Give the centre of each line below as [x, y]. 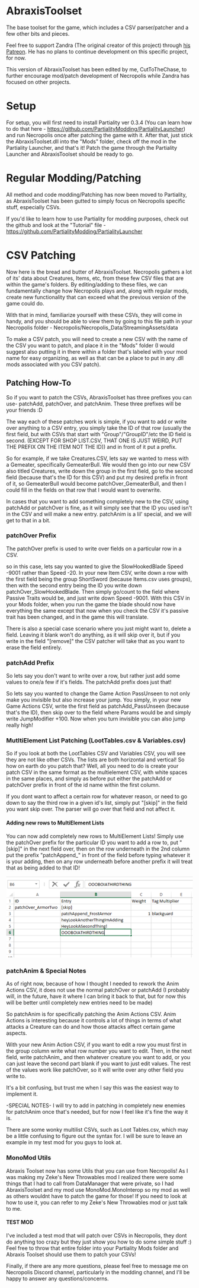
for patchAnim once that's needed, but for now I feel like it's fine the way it [97, 1112]
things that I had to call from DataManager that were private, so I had [90, 1183]
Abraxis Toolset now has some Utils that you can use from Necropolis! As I [97, 1171]
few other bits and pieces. [38, 33]
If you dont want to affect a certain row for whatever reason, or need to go [97, 796]
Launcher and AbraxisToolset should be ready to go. [70, 154]
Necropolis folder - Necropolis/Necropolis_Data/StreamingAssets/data [92, 327]
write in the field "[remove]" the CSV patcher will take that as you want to [95, 641]
